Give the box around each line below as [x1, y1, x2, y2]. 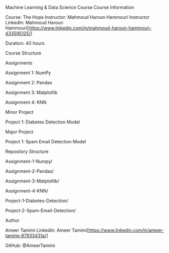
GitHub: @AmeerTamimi [5, 242, 56, 248]
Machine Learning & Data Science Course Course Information [5, 5, 134, 10]
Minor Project [5, 109, 34, 115]
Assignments [5, 60, 33, 66]
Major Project [5, 129, 34, 135]
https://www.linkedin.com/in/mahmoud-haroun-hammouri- [28, 25, 152, 31]
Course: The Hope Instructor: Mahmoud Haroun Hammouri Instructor [5, 14, 150, 20]
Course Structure [5, 50, 42, 56]
